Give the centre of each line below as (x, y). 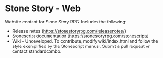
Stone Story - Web (43, 8)
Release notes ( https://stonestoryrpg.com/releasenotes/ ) (69, 31)
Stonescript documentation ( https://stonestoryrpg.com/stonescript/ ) (80, 36)
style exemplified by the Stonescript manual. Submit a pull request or (81, 46)
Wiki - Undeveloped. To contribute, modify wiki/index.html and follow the (85, 41)
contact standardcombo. (37, 51)
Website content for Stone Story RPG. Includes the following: (66, 22)
